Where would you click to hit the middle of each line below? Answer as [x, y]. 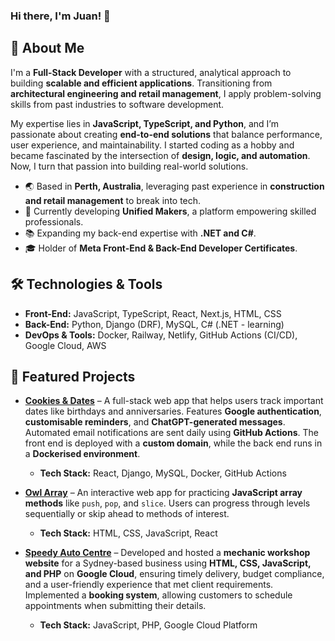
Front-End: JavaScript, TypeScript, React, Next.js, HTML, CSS [153, 313]
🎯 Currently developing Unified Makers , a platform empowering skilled [170, 211]
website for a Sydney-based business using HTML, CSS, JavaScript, [168, 563]
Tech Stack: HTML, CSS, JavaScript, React [128, 533]
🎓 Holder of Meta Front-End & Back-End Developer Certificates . [161, 248]
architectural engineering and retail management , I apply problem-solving [166, 93]
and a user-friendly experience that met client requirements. [149, 585]
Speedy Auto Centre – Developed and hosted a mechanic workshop [167, 553]
